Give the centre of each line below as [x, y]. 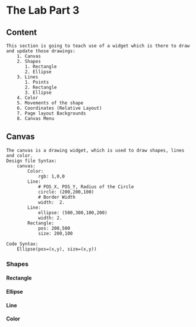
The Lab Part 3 [43, 10]
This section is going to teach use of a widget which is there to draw [98, 46]
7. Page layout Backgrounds [51, 113]
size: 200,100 [55, 233]
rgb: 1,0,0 [51, 176]
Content [22, 32]
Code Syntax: [22, 244]
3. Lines [28, 77]
